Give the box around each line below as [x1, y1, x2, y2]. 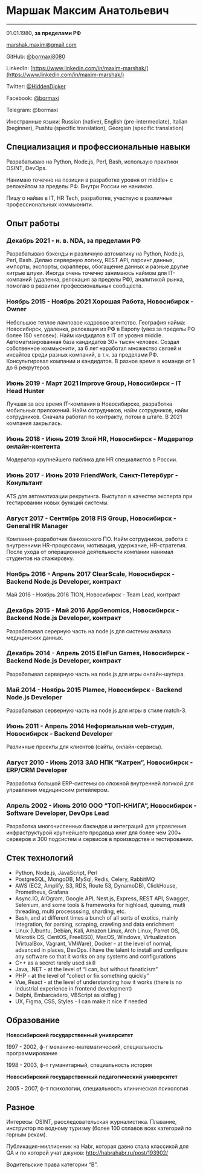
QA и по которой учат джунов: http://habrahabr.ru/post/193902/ [6, 1149, 169, 1156]
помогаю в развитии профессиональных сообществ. [6, 282, 143, 289]
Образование [6, 1015, 60, 1026]
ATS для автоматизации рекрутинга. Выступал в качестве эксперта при [6, 492, 193, 500]
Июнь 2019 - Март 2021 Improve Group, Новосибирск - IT [6, 379, 182, 387]
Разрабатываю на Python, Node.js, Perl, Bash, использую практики [6, 158, 178, 165]
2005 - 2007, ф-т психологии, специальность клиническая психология [6, 1084, 188, 1092]
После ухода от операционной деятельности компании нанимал [6, 548, 174, 555]
